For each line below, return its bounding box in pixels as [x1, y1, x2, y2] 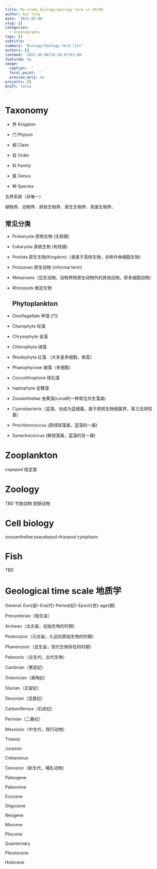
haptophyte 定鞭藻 [12, 385, 50, 391]
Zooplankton [5, 450, 58, 461]
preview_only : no [9, 75, 45, 80]
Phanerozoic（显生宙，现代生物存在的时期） [5, 644, 94, 649]
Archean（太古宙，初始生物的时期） [5, 623, 78, 629]
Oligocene [5, 802, 26, 809]
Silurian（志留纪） [5, 685, 41, 691]
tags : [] [5, 34, 23, 39]
